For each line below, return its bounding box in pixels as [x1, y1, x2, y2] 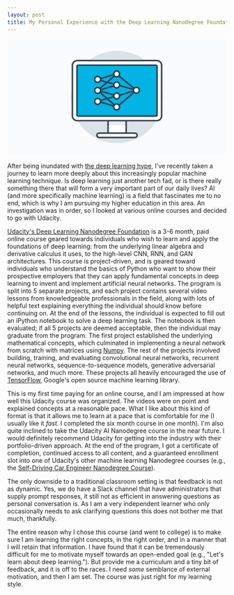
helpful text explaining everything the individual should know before [7, 301, 202, 310]
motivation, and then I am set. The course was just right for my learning [7, 572, 212, 580]
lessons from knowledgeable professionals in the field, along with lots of [7, 294, 215, 302]
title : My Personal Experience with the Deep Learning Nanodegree [7, 18, 204, 26]
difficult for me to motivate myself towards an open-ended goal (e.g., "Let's [7, 550, 224, 559]
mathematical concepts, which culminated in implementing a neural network [7, 338, 226, 347]
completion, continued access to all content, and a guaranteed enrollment [7, 448, 219, 457]
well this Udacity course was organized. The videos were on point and [7, 396, 209, 405]
